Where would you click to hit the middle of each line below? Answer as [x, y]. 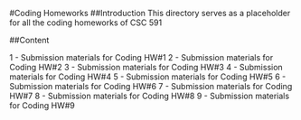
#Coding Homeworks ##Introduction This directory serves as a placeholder [150, 13]
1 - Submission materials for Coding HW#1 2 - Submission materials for [141, 57]
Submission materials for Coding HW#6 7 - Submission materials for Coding [151, 86]
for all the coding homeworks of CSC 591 [86, 23]
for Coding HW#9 [42, 106]
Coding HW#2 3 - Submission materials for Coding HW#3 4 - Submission [146, 67]
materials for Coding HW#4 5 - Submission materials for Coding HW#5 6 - [148, 77]
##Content [29, 40]
